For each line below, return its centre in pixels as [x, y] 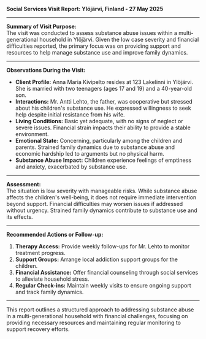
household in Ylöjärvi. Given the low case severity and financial [119, 40]
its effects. [20, 217]
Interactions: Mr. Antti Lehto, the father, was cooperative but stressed [104, 101]
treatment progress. [40, 253]
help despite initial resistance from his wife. [70, 115]
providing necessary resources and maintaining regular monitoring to [93, 322]
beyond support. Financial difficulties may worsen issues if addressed [95, 204]
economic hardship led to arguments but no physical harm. [90, 154]
